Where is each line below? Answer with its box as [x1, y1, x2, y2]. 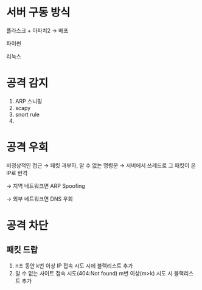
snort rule [15, 111, 40, 118]
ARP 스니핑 [15, 97, 43, 105]
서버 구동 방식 [6, 5, 71, 19]
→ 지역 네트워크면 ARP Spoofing [6, 182, 85, 189]
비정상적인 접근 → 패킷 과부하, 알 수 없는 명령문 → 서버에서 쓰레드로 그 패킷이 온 [6, 162, 197, 169]
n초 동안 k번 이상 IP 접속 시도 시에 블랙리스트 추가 [15, 262, 133, 269]
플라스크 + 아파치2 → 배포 [6, 27, 69, 34]
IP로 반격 [6, 169, 28, 176]
